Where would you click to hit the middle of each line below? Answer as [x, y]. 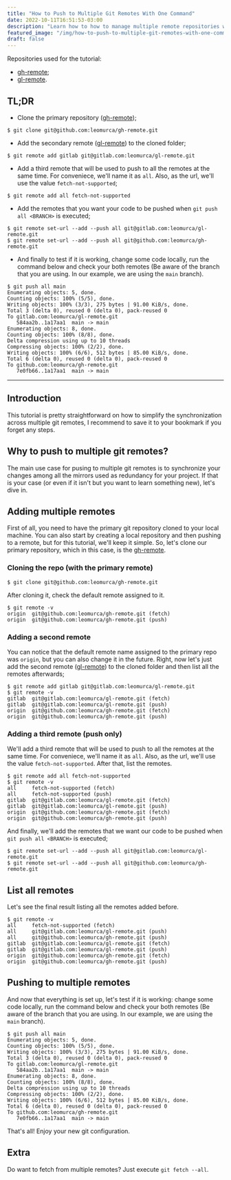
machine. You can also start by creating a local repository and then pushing [114, 535]
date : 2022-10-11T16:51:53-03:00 [55, 20]
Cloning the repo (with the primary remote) [80, 568]
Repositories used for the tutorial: [54, 59]
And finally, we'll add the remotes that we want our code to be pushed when [115, 831]
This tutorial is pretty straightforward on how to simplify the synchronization [114, 415]
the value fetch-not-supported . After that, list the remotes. [90, 764]
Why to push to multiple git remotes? [88, 452]
